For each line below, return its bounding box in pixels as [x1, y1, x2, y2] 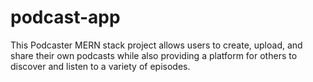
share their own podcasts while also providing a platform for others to [10, 49, 298, 61]
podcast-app [10, 6, 121, 29]
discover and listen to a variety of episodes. [10, 60, 191, 72]
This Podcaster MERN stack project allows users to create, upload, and [10, 39, 303, 51]
